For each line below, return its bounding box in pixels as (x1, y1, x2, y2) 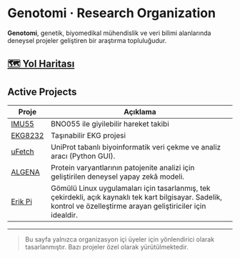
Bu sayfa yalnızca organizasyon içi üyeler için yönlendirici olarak (24, 235, 215, 244)
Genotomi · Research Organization (7, 5, 216, 21)
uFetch (11, 147, 34, 157)
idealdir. (51, 210, 79, 220)
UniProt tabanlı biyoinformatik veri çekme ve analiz (51, 142, 221, 152)
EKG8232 (11, 131, 44, 141)
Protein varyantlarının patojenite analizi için (51, 163, 195, 173)
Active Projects (7, 86, 77, 98)
